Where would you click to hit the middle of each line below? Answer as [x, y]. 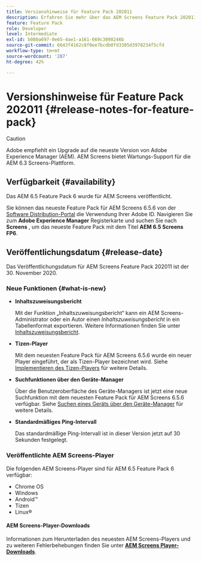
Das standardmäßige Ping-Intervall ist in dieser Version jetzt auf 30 [98, 433]
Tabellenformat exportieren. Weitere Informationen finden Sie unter [98, 326]
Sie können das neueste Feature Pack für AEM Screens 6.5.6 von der [91, 208]
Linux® [23, 512]
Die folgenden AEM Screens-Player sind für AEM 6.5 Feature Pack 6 [90, 468]
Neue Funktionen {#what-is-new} [56, 288]
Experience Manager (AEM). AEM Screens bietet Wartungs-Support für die [99, 157]
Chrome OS [29, 486]
